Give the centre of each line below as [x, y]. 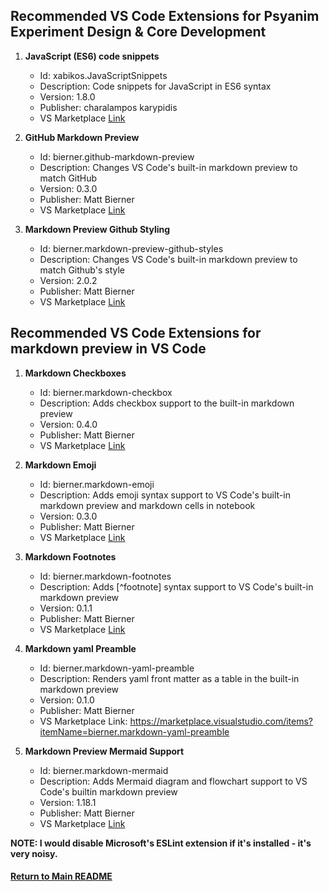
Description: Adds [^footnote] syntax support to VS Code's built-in [176, 586]
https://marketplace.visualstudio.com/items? [221, 721]
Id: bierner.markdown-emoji [97, 484]
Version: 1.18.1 [68, 802]
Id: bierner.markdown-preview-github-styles [131, 248]
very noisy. [34, 853]
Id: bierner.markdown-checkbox [106, 392]
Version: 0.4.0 [68, 424]
